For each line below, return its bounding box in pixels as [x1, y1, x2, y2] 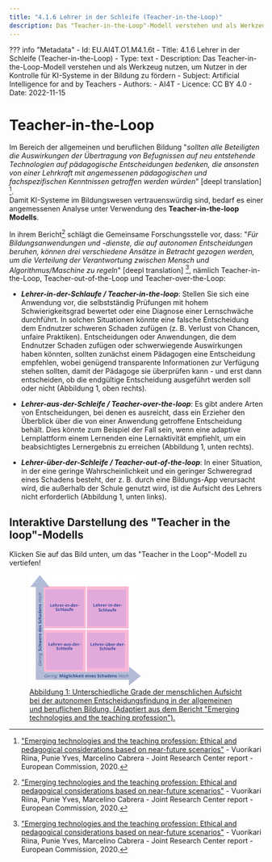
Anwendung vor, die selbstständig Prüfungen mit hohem [20, 298, 209, 308]
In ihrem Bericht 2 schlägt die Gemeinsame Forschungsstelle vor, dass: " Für [9, 228, 259, 239]
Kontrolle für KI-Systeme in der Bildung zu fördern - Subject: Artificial [9, 70, 241, 80]
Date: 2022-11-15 [9, 87, 66, 97]
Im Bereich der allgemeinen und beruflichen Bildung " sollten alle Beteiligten [9, 142, 261, 153]
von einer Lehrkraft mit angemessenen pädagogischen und [9, 168, 207, 178]
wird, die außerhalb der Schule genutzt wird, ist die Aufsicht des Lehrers [20, 483, 262, 493]
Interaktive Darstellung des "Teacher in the [9, 515, 231, 529]
